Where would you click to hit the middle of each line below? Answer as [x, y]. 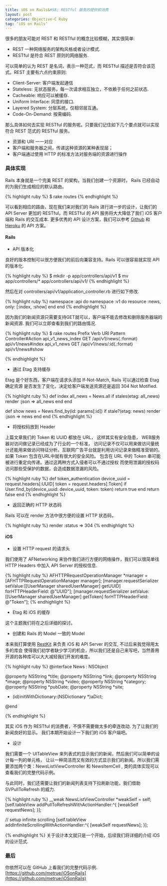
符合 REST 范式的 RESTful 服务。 [39, 131]
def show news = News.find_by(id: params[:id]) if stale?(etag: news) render [83, 411]
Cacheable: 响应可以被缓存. [41, 95]
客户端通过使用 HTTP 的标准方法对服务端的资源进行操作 [70, 154]
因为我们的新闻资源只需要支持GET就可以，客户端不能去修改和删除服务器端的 [84, 317]
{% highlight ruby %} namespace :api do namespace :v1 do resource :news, [83, 301]
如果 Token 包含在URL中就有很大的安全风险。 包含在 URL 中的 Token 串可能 [83, 456]
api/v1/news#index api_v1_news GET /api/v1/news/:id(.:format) [69, 344]
